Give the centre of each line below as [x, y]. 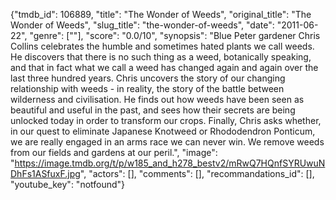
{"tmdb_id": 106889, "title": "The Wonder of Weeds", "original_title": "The [161, 14]
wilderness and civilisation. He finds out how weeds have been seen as [157, 99]
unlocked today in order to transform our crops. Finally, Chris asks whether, [166, 120]
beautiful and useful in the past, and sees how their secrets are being [153, 110]
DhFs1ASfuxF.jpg [45, 173]
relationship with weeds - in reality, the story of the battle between [147, 88]
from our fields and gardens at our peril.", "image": [114, 152]
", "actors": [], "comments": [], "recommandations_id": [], [197, 173]
